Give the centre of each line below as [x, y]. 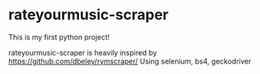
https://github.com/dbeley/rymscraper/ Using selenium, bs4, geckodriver [130, 61]
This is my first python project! [59, 37]
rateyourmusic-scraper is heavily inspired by [83, 52]
